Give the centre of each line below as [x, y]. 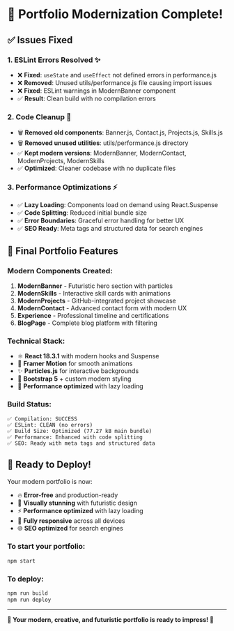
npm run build [28, 593]
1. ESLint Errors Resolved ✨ [54, 60]
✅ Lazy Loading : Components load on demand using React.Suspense [117, 205]
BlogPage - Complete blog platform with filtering [87, 323]
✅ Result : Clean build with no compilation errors [87, 98]
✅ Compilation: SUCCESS [42, 419]
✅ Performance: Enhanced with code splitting [75, 437]
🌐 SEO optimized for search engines [70, 528]
